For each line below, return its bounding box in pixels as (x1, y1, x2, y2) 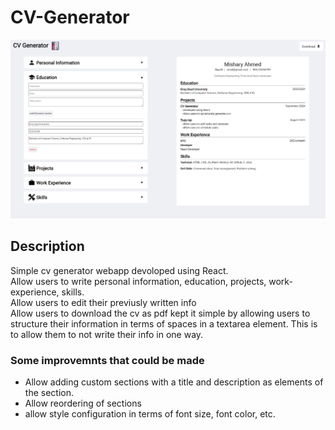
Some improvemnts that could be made (10, 353, 205, 367)
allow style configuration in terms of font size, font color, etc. (24, 408, 276, 420)
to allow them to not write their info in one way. (10, 328, 204, 340)
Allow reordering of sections (24, 397, 142, 409)
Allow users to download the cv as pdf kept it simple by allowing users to (10, 307, 311, 319)
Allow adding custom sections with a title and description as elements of (24, 376, 324, 388)
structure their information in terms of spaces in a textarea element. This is (10, 317, 318, 330)
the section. (24, 387, 74, 398)
